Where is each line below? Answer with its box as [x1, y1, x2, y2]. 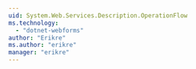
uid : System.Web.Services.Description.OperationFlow [8, 11, 188, 20]
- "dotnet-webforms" [15, 26, 84, 34]
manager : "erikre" [8, 48, 70, 56]
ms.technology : [8, 19, 59, 27]
